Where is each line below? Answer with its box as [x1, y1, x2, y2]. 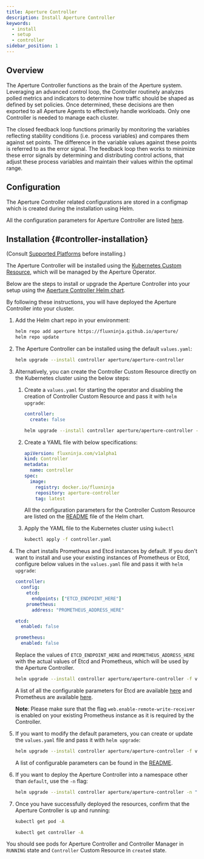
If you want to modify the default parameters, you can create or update [15, 729, 193, 737]
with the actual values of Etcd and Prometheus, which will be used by [15, 658, 189, 665]
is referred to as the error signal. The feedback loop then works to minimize [6, 145, 195, 152]
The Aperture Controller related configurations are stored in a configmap [6, 198, 188, 206]
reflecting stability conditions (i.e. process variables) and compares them [6, 132, 189, 139]
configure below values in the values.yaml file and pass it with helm [15, 560, 183, 568]
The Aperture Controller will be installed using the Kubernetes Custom [6, 262, 182, 270]
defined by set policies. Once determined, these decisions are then [6, 101, 174, 108]
